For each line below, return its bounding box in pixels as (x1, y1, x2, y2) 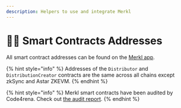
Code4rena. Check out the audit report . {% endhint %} (6, 95, 140, 102)
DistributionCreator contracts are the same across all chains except (6, 71, 175, 78)
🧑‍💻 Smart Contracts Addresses (6, 34, 163, 47)
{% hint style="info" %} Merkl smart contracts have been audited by (6, 89, 173, 96)
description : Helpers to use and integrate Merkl (6, 8, 132, 15)
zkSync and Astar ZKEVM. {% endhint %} (6, 77, 108, 84)
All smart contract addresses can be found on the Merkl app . (6, 54, 155, 61)
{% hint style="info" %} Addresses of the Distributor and (6, 65, 148, 72)
